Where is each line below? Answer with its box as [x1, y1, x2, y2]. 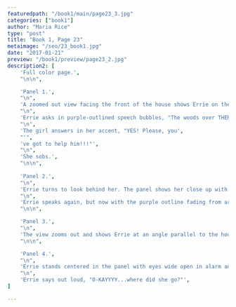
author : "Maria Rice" [7, 23, 71, 30]
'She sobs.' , [20, 153, 58, 161]
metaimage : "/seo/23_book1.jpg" [7, 43, 102, 50]
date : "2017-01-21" [7, 50, 65, 57]
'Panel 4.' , [20, 250, 55, 257]
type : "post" [7, 29, 46, 37]
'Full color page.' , [20, 69, 80, 76]
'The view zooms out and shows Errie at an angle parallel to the [20, 231, 218, 238]
